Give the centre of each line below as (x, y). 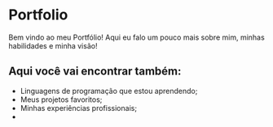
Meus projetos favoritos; (61, 99)
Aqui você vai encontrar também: (95, 72)
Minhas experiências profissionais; (78, 108)
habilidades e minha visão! (53, 45)
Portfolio (38, 15)
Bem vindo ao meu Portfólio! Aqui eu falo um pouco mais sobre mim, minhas (136, 37)
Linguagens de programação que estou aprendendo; (109, 91)
